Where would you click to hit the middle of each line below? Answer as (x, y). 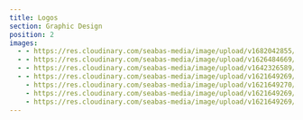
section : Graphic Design (56, 26)
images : (24, 43)
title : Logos (34, 18)
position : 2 (32, 34)
